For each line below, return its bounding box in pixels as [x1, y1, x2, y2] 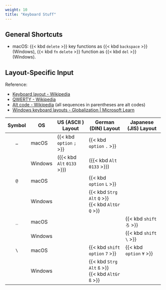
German [95, 119, 115, 126]
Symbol [7, 122, 26, 129]
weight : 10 [5, 7, 28, 12]
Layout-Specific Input [5, 68, 74, 77]
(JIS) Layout [127, 125, 157, 132]
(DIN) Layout [89, 125, 120, 132]
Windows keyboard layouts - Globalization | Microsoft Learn [12, 107, 135, 113]
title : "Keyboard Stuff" [5, 12, 56, 17]
